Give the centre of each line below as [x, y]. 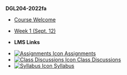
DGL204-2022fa [26, 8]
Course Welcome [35, 19]
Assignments [80, 53]
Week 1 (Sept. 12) [35, 31]
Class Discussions [99, 60]
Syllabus [64, 66]
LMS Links [27, 42]
